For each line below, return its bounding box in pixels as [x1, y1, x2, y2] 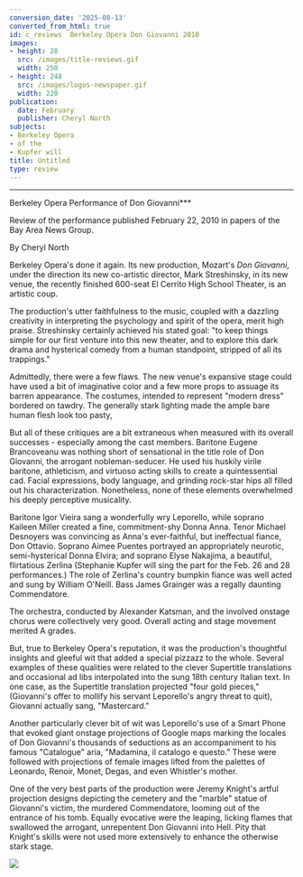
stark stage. [9, 841, 54, 852]
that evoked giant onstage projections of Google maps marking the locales [9, 728, 287, 739]
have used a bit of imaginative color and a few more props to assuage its [9, 381, 280, 392]
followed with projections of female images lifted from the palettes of [9, 756, 266, 768]
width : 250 [17, 64, 59, 73]
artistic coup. [9, 288, 59, 299]
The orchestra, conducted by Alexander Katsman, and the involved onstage [9, 606, 290, 617]
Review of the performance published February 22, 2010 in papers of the [9, 215, 280, 226]
